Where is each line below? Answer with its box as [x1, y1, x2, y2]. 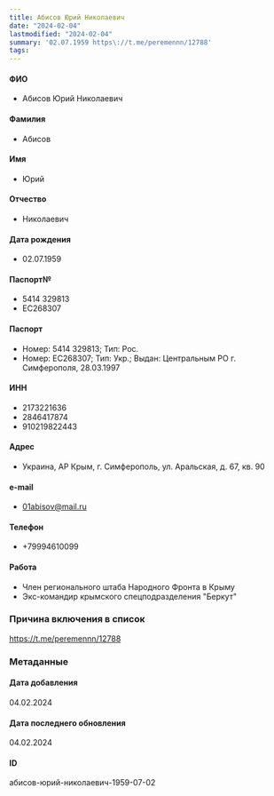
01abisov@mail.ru [21, 501, 87, 512]
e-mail [9, 482, 34, 492]
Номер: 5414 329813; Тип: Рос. [21, 343, 139, 354]
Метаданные [9, 655, 69, 667]
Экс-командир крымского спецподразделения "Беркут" [21, 591, 238, 601]
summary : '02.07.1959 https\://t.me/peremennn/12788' [9, 37, 213, 47]
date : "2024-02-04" [9, 21, 82, 30]
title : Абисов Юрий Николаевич [9, 12, 125, 22]
